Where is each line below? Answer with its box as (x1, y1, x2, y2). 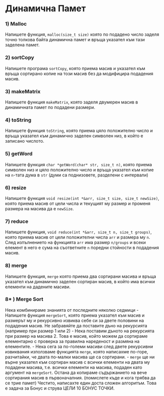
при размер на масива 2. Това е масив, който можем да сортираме (5, 333, 148, 339)
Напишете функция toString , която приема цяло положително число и (5, 128, 153, 134)
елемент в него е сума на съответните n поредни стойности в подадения (5, 245, 159, 250)
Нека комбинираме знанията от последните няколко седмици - (5, 307, 139, 313)
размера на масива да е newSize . (5, 205, 74, 211)
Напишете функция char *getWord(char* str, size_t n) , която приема (5, 161, 152, 167)
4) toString (5, 117, 32, 123)
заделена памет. (5, 42, 40, 48)
